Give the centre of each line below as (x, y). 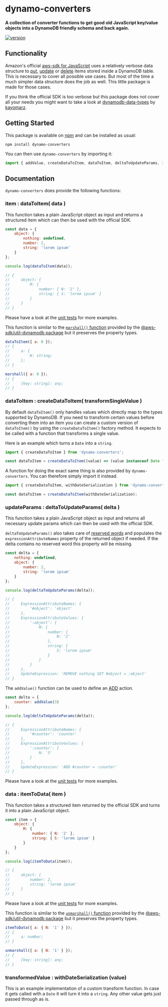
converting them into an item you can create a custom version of (72, 423)
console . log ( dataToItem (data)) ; (39, 266)
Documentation (30, 178)
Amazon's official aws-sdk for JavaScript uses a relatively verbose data (79, 65)
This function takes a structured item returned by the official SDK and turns (82, 805)
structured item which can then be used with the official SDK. (68, 220)
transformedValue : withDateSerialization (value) (66, 977)
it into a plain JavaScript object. (37, 810)
